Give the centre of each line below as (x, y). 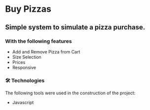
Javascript (23, 103)
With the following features (38, 41)
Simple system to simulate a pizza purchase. (75, 27)
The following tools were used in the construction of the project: (70, 93)
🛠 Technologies (25, 81)
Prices (19, 62)
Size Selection (27, 57)
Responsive (24, 67)
